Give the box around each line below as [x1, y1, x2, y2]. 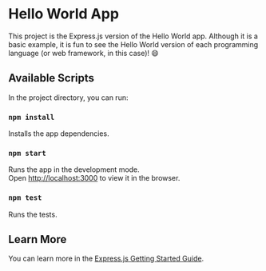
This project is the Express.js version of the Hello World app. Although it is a [8, 31, 258, 41]
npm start [8, 149, 46, 157]
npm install [8, 113, 55, 122]
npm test [8, 193, 42, 202]
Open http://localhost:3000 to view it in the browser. [8, 173, 181, 183]
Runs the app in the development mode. [8, 165, 140, 174]
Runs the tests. [8, 209, 58, 219]
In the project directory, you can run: [8, 93, 129, 102]
